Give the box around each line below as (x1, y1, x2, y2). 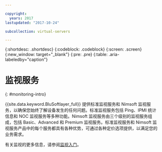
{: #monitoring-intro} (5, 91, 46, 97)
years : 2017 (9, 15, 34, 21)
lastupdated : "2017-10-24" (5, 20, 59, 25)
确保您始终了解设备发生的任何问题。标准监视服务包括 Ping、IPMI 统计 (17, 107, 157, 113)
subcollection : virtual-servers (5, 29, 70, 34)
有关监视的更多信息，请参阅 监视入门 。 (5, 142, 81, 148)
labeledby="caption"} (5, 56, 48, 63)
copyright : (5, 11, 27, 16)
